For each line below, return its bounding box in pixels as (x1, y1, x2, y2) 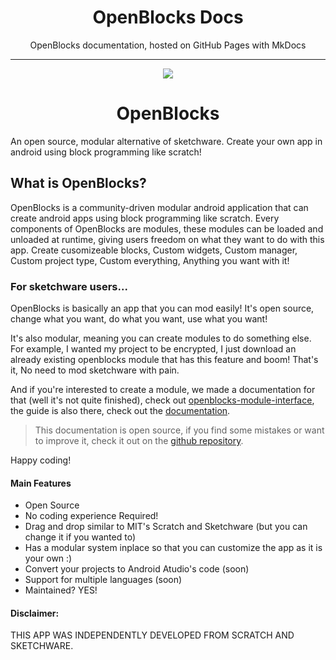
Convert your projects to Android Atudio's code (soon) (24, 563, 250, 575)
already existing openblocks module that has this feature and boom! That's (10, 353, 319, 365)
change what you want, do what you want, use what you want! (10, 312, 268, 325)
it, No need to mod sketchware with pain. (10, 364, 180, 376)
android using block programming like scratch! (10, 146, 202, 158)
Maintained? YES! (24, 584, 98, 596)
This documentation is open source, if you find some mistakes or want (34, 424, 325, 436)
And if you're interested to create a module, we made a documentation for (10, 383, 316, 395)
